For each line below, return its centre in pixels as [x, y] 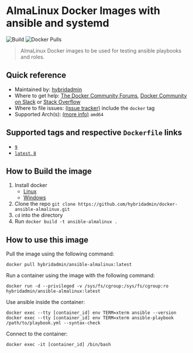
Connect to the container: [37, 334]
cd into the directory [39, 215]
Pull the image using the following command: [60, 254]
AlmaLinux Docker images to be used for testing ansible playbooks [101, 50]
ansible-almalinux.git [42, 210]
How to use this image [47, 240]
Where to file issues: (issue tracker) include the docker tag [85, 108]
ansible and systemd [58, 23]
